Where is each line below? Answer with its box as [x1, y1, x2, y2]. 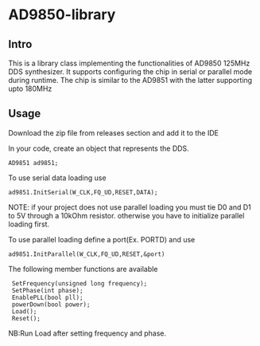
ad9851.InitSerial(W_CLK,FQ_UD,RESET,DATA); [8, 188, 158, 196]
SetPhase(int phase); [11, 286, 83, 294]
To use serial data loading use [8, 173, 107, 183]
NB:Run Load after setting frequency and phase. [8, 328, 167, 338]
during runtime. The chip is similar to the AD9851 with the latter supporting [8, 76, 253, 85]
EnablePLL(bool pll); [11, 293, 83, 301]
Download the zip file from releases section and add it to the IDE [8, 128, 219, 137]
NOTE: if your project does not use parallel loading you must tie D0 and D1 [8, 202, 252, 212]
